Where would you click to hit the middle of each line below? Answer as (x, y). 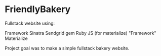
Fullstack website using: (30, 23)
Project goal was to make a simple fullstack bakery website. (67, 48)
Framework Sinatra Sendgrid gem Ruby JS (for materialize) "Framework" (80, 33)
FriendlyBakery (38, 9)
